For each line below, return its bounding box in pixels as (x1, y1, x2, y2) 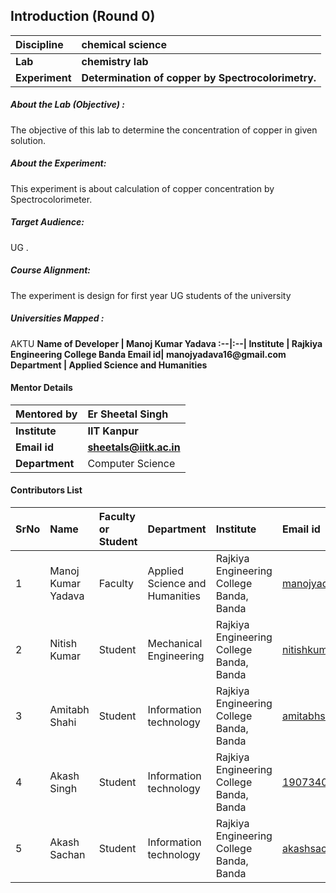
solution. (10, 134, 47, 146)
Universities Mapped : (10, 312, 105, 324)
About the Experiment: (10, 157, 107, 169)
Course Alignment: (10, 264, 91, 276)
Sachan (49, 848, 86, 862)
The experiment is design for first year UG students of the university (10, 289, 292, 301)
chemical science (81, 37, 167, 51)
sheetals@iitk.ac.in (87, 440, 181, 454)
